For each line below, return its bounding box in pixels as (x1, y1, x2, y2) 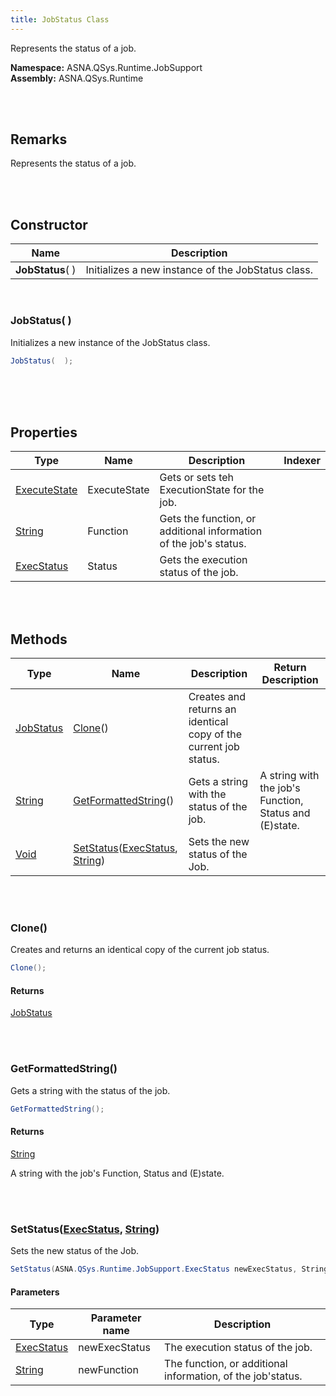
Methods (10, 631, 68, 648)
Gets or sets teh (159, 471, 235, 485)
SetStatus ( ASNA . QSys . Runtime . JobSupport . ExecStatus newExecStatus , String (10, 1264, 329, 1275)
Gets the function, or (159, 512, 257, 526)
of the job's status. (159, 537, 247, 551)
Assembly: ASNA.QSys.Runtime (10, 72, 144, 84)
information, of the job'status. (164, 1369, 303, 1383)
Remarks (10, 131, 68, 148)
